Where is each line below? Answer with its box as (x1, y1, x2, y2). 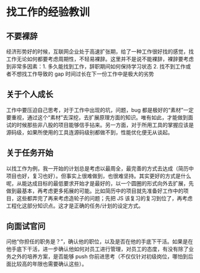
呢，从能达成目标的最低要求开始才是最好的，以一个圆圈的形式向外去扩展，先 (6, 179, 194, 187)
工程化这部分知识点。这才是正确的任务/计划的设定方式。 (6, 202, 144, 209)
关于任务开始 (6, 148, 54, 158)
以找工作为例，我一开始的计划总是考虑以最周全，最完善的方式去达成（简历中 (6, 165, 194, 172)
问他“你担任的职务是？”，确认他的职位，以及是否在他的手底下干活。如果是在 (6, 238, 193, 245)
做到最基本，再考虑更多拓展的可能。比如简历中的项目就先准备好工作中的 (6, 187, 183, 194)
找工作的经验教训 (6, 5, 90, 19)
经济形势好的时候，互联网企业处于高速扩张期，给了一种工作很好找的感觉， (6, 48, 189, 55)
